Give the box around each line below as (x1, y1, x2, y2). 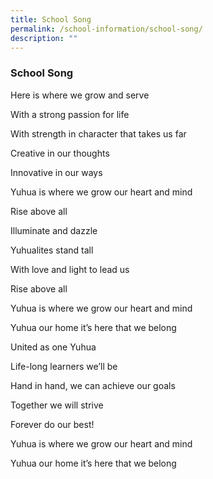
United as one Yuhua (10, 341, 97, 353)
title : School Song (10, 14, 92, 25)
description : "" (10, 33, 78, 43)
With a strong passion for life (10, 108, 130, 120)
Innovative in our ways (10, 166, 103, 178)
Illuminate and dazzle (10, 224, 98, 236)
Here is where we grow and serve (10, 89, 150, 101)
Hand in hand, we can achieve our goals (10, 379, 176, 391)
